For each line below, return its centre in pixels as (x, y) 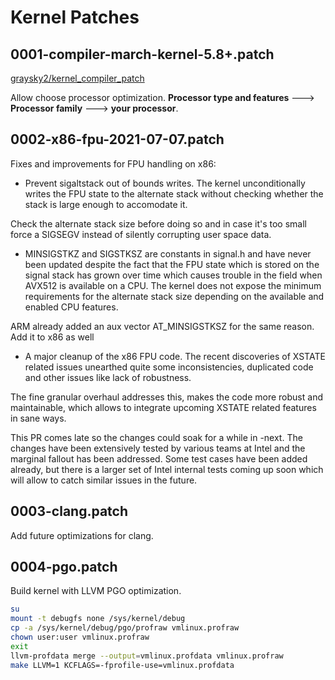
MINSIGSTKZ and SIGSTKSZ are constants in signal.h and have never (168, 253)
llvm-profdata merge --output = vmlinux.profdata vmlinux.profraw (147, 656)
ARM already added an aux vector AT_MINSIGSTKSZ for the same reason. (162, 326)
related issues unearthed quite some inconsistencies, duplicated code (169, 367)
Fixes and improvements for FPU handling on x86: (113, 163)
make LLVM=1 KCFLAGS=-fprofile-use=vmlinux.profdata (122, 665)
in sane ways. (38, 418)
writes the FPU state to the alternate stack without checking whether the (174, 193)
